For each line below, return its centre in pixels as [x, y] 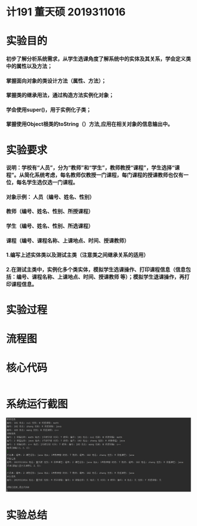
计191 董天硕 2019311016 [66, 12]
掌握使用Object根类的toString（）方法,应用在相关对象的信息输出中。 [89, 124]
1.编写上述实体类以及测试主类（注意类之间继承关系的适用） [77, 255]
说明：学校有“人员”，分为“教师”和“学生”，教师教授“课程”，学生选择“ [90, 168]
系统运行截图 [37, 404]
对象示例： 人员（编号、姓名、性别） [50, 196]
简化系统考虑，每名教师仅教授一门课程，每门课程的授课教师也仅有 [104, 175]
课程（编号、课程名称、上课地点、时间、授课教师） [68, 240]
